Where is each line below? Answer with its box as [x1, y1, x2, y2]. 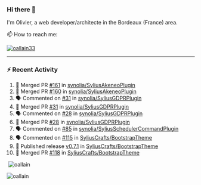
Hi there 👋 [7, 5, 36, 14]
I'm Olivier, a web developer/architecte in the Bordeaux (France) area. [7, 19, 178, 26]
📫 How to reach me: [7, 31, 58, 38]
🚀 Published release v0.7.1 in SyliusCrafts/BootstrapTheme [15, 143, 159, 150]
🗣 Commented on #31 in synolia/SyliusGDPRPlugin [15, 94, 142, 101]
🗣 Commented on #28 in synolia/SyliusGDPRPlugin [15, 110, 143, 117]
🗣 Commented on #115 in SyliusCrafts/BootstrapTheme [15, 134, 153, 141]
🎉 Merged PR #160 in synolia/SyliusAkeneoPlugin [15, 88, 137, 95]
